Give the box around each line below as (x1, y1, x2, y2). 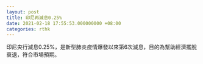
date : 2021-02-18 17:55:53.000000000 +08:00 (6, 20, 121, 26)
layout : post (6, 9, 40, 15)
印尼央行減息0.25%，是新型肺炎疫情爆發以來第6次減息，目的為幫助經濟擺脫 (6, 43, 197, 51)
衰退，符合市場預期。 (6, 51, 60, 59)
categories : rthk (6, 26, 51, 32)
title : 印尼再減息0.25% (6, 15, 62, 21)
